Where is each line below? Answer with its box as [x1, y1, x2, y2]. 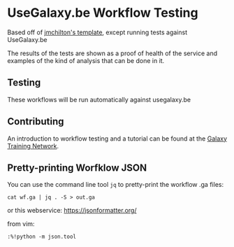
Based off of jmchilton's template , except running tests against [7, 28, 187, 36]
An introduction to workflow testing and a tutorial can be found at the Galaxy [7, 134, 228, 143]
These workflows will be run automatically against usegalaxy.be [7, 95, 191, 104]
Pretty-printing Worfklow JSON [7, 162, 147, 174]
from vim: [7, 220, 35, 228]
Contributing [7, 115, 64, 127]
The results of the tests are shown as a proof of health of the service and [7, 49, 218, 57]
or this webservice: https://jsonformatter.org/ [7, 206, 137, 215]
